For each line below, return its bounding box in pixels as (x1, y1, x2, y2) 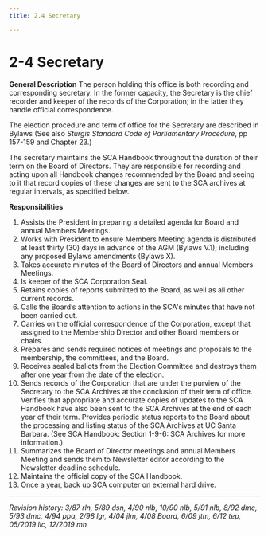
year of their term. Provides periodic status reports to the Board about (20, 412, 250, 421)
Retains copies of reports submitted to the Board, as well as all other (20, 284, 245, 295)
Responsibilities (9, 202, 64, 211)
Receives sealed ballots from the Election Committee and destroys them (20, 361, 257, 370)
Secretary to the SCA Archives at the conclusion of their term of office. (20, 386, 253, 396)
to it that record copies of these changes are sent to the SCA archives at (9, 178, 246, 187)
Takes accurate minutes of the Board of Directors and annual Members (20, 260, 254, 269)
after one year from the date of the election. (20, 370, 165, 379)
